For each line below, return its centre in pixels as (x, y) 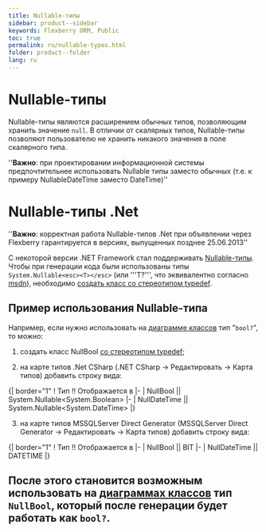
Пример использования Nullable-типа (108, 308)
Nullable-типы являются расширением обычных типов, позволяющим (127, 121)
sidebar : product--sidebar (53, 23)
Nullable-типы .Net (74, 211)
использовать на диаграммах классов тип (120, 493)
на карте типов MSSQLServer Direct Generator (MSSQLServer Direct (134, 423)
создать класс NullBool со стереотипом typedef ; (102, 351)
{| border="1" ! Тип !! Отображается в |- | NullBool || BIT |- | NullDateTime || (133, 447)
